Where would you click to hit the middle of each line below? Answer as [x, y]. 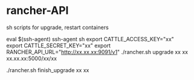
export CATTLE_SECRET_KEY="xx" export [58, 45]
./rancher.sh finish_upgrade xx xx [48, 70]
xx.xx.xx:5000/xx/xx [32, 58]
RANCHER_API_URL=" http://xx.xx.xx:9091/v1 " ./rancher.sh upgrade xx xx [97, 52]
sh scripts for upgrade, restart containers [57, 27]
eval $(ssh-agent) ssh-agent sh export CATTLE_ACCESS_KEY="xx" [90, 39]
